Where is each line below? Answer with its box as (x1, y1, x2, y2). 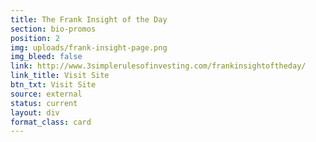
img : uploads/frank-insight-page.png (10, 42, 168, 53)
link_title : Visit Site (10, 71, 110, 81)
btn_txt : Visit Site (10, 80, 97, 90)
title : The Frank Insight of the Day (10, 14, 168, 25)
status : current (10, 98, 78, 108)
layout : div (10, 107, 60, 118)
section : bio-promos (10, 24, 97, 34)
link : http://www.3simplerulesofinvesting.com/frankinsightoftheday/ (10, 61, 307, 71)
